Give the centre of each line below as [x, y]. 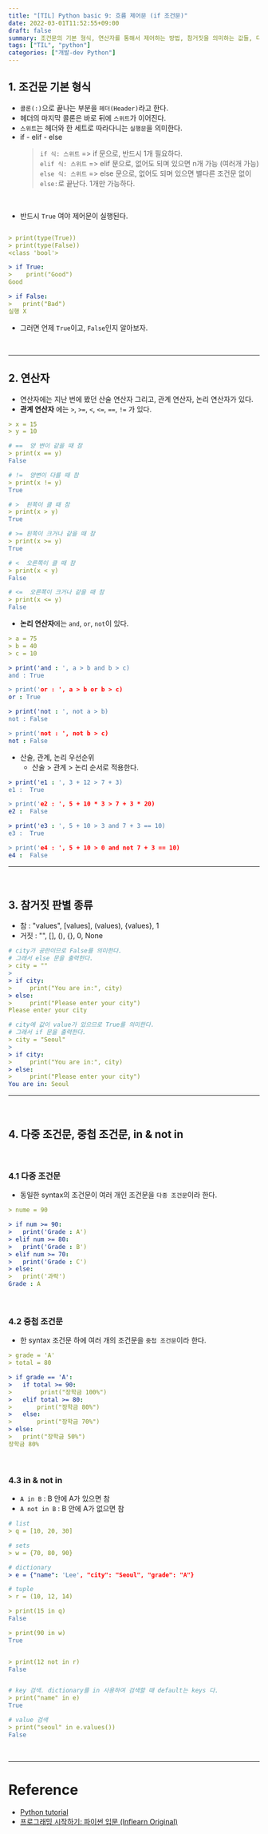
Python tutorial [44, 1812]
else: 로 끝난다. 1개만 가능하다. [87, 183]
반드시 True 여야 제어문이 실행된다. [74, 216]
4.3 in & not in [35, 1480]
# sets [19, 1546]
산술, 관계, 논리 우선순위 [57, 757]
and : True [26, 675]
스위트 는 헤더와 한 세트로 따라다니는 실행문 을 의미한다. [101, 128]
